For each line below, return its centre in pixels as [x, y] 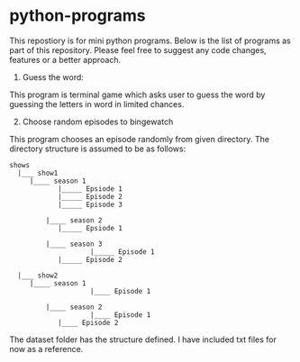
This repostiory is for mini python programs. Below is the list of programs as [150, 41]
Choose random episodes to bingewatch [98, 122]
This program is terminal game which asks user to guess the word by [137, 95]
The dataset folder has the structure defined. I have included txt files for [143, 339]
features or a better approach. [65, 59]
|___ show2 [38, 276]
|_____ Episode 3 [90, 204]
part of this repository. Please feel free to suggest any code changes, [138, 50]
